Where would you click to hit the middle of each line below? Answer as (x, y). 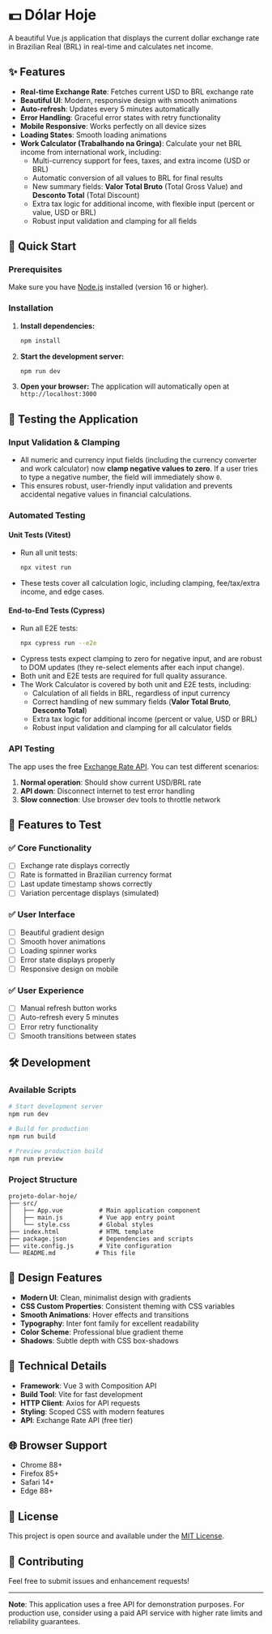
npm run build (32, 1136)
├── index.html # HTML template (81, 1232)
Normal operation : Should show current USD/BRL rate (111, 782)
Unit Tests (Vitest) (40, 535)
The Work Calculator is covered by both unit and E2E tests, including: (136, 685)
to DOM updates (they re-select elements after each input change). (132, 668)
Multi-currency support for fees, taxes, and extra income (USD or (141, 161)
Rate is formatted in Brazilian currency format (96, 875)
